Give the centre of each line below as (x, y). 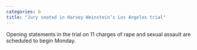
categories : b (24, 12)
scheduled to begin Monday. (41, 40)
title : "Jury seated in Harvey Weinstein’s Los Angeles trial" (86, 17)
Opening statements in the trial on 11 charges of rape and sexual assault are (99, 34)
